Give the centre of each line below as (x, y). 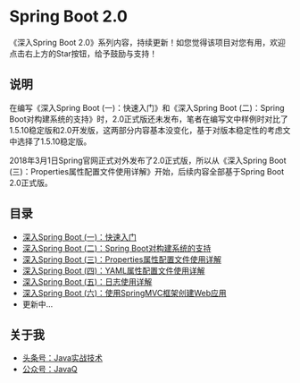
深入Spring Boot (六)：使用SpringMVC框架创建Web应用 (124, 293)
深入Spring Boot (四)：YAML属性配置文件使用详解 (113, 270)
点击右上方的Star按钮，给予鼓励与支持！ (83, 53)
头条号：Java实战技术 (62, 358)
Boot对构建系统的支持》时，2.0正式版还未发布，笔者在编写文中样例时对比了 (149, 119)
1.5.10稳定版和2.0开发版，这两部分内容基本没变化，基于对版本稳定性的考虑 (146, 130)
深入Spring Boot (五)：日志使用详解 (87, 281)
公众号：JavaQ (50, 370)
